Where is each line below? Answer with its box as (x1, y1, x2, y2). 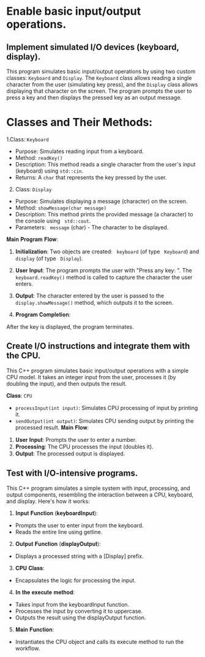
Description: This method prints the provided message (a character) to (15, 210, 193, 218)
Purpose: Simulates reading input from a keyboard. (15, 148, 144, 155)
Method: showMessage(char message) (15, 204, 107, 211)
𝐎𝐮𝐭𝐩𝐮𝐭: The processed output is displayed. (15, 450, 125, 457)
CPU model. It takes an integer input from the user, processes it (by (6, 373, 176, 380)
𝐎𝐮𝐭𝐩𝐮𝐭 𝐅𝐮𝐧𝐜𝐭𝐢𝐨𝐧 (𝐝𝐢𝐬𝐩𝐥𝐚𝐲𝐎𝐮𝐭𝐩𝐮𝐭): (15, 540, 101, 548)
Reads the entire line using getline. (15, 528, 103, 535)
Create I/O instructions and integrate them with (6, 341, 190, 352)
